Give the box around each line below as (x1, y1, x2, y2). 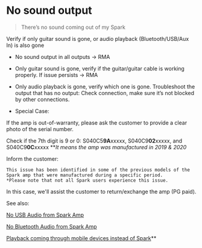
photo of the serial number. (6, 125, 74, 132)
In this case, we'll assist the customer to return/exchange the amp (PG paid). (6, 188, 197, 195)
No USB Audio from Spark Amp (6, 211, 84, 219)
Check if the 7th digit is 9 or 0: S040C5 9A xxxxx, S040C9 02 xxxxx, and (6, 137, 183, 144)
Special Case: (14, 107, 49, 114)
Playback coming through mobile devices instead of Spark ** (6, 234, 157, 241)
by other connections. (14, 96, 70, 103)
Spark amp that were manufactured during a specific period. (6, 172, 163, 178)
